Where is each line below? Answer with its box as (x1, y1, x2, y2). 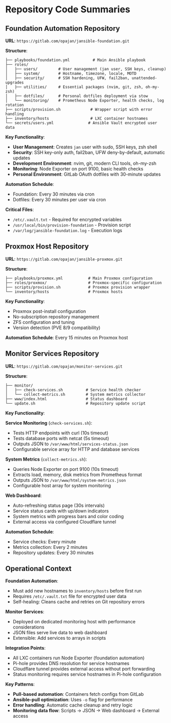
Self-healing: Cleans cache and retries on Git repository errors (12, 599, 145, 605)
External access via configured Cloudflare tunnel (12, 519, 117, 525)
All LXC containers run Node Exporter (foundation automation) (12, 655, 145, 661)
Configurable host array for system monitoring (12, 482, 111, 488)
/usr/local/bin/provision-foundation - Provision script (12, 222, 131, 228)
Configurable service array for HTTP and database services (12, 446, 140, 452)
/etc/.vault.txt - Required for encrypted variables (12, 217, 122, 222)
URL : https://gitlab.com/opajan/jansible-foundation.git (5, 37, 130, 44)
